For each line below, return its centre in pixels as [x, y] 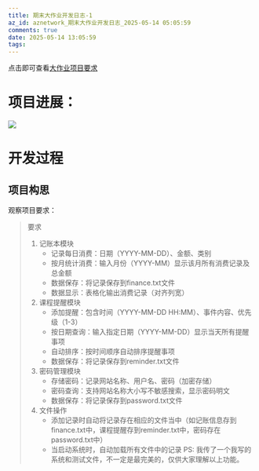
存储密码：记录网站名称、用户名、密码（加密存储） [133, 381]
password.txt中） [79, 440]
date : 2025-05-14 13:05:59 [52, 37]
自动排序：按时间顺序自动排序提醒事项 [113, 352]
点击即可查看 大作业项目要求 [53, 68]
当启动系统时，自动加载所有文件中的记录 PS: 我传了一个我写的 [151, 450]
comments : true [33, 30]
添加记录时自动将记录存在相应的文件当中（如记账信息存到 [144, 420]
